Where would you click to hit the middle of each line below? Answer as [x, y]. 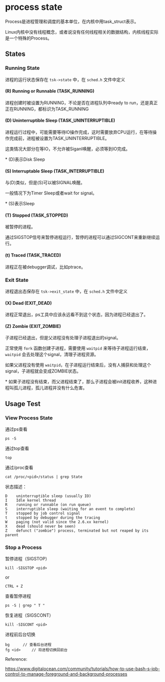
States [15, 54]
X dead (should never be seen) [41, 526]
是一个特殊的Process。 [29, 38]
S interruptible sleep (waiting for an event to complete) [70, 509]
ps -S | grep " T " [25, 606]
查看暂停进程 [18, 596]
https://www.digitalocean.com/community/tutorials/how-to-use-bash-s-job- [82, 669]
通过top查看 [17, 449]
